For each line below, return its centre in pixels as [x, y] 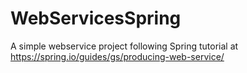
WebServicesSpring [96, 18]
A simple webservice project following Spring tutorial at [124, 46]
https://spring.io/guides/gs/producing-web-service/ [117, 56]
